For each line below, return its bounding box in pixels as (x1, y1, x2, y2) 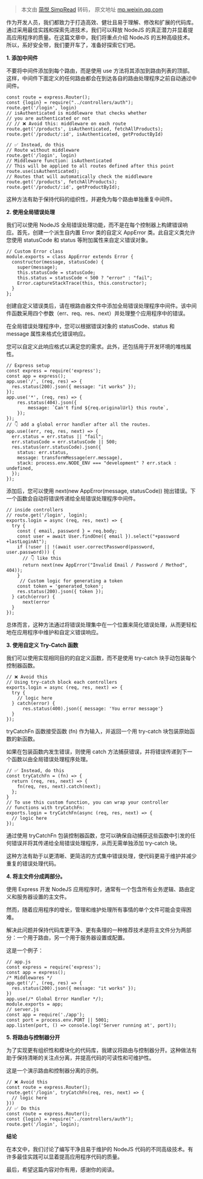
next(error (22, 599, 50, 605)
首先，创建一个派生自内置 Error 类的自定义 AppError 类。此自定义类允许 (16, 229, 195, 236)
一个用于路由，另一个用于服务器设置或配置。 (16, 934, 128, 941)
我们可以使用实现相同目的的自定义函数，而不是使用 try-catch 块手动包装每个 (6, 654, 196, 661)
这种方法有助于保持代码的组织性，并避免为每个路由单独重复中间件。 (6, 196, 176, 203)
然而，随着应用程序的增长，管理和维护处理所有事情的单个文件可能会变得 (6, 906, 186, 913)
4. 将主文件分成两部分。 (6, 873, 66, 880)
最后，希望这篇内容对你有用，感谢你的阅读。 (6, 1166, 118, 1173)
